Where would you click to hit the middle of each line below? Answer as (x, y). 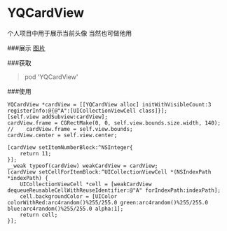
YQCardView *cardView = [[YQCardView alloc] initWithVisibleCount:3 (109, 104)
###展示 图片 (26, 48)
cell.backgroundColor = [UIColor (69, 196)
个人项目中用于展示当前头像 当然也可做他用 (69, 33)
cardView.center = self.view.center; (62, 135)
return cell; (39, 215)
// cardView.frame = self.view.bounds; (70, 129)
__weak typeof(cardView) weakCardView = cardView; (83, 166)
